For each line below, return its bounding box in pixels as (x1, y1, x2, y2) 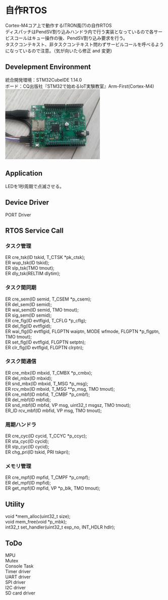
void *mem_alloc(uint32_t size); (5, 513, 71, 519)
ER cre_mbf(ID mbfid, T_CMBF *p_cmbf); (5, 391, 90, 397)
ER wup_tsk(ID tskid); (5, 259, 49, 266)
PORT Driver (5, 211, 31, 218)
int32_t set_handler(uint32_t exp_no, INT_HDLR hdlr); (5, 524, 116, 530)
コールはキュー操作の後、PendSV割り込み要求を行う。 (14, 35, 128, 41)
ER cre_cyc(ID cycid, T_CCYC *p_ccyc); (5, 433, 87, 439)
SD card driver (5, 590, 35, 596)
